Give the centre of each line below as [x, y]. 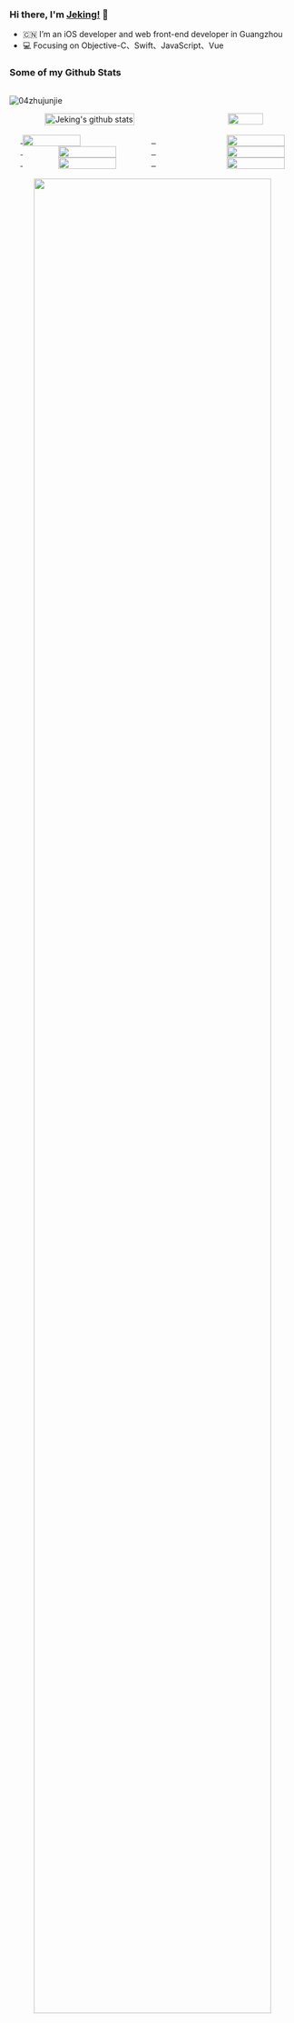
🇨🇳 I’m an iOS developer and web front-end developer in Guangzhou [152, 35]
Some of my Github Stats [65, 73]
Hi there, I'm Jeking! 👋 [59, 15]
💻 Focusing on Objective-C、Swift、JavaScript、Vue [123, 45]
